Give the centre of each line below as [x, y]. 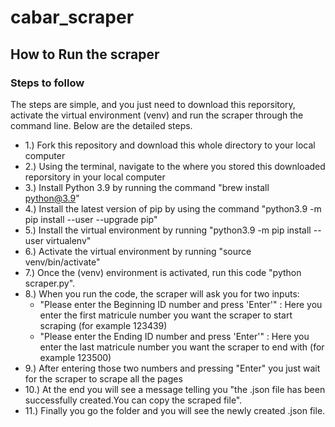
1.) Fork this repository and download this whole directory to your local [170, 145]
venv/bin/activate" [62, 262]
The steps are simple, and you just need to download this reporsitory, [153, 104]
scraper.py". [50, 283]
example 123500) [75, 357]
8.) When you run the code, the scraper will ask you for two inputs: [162, 293]
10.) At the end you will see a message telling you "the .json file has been [175, 389]
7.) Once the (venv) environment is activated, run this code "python [163, 272]
